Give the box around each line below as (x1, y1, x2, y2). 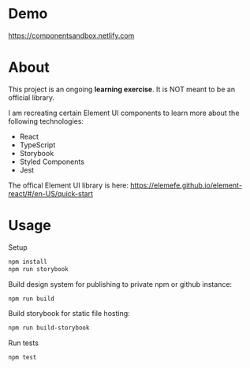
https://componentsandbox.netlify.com (8, 31, 135, 40)
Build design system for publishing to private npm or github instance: (8, 279, 233, 288)
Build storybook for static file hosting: (8, 309, 130, 318)
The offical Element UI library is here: (8, 180, 129, 190)
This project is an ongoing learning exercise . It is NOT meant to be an (8, 84, 235, 94)
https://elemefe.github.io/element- (129, 180, 243, 190)
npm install (8, 258, 47, 266)
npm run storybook (8, 265, 69, 273)
